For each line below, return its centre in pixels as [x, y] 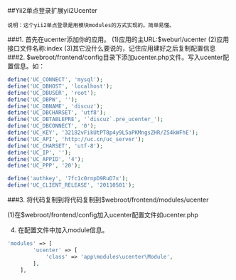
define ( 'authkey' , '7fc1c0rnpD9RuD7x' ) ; [68, 179]
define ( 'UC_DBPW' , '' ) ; [43, 99]
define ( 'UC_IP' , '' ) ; [39, 152]
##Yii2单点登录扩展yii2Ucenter [53, 10]
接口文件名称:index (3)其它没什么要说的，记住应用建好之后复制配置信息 [112, 48]
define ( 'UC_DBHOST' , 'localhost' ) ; [60, 86]
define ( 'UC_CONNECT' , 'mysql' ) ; [55, 80]
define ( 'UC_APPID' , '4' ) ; [45, 159]
